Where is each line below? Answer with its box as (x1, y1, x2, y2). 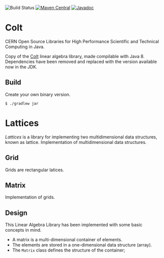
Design (5, 208, 28, 217)
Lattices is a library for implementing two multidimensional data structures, (5, 134, 158, 140)
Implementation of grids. (5, 194, 55, 200)
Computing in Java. (5, 44, 45, 50)
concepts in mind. (5, 227, 42, 233)
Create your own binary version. (5, 91, 71, 97)
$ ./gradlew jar (5, 101, 39, 106)
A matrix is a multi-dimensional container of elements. (12, 237, 123, 243)
